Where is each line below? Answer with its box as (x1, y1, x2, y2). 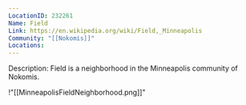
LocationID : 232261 (8, 11, 74, 20)
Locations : (8, 42, 45, 50)
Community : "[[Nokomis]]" (8, 34, 95, 42)
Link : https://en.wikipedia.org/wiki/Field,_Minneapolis (8, 26, 203, 34)
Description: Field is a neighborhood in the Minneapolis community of (8, 63, 239, 73)
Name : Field (8, 19, 48, 27)
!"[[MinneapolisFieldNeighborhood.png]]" (8, 87, 146, 97)
